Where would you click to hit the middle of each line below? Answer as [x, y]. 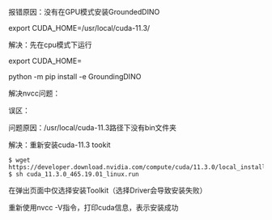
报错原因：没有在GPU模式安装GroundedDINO [84, 12]
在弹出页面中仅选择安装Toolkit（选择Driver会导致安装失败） [108, 190]
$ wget [19, 160]
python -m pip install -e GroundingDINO [75, 76]
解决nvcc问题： [34, 93]
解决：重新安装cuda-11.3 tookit [59, 145]
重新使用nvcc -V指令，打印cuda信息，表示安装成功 [93, 207]
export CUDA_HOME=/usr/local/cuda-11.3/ [79, 28]
